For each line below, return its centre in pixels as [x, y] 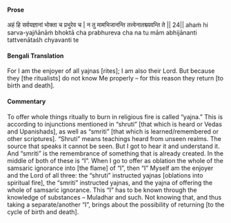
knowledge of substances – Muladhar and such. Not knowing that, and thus [114, 197]
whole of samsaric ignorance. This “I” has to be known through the [102, 190]
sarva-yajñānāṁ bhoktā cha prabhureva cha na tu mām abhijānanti [102, 33]
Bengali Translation [36, 56]
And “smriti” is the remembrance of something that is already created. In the [115, 153]
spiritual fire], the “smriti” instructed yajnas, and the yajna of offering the [110, 182]
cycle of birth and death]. [43, 212]
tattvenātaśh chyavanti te [43, 40]
